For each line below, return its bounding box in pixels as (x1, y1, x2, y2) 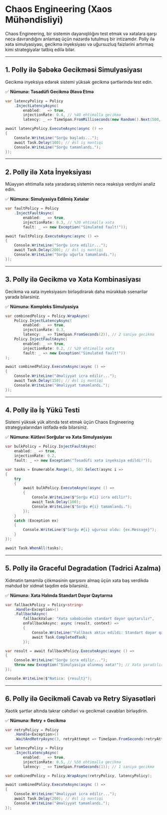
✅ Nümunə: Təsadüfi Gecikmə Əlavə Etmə (5, 88, 94, 94)
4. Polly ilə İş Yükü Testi (5, 406, 80, 415)
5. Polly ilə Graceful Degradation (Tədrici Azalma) (5, 564, 161, 572)
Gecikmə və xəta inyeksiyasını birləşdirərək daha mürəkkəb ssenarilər (5, 288, 148, 294)
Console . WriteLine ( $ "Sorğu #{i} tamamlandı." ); (31, 504, 133, 509)
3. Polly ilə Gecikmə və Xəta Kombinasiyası (5, 275, 141, 284)
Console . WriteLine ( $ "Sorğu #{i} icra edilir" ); (31, 495, 133, 500)
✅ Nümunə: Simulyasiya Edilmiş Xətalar (5, 196, 89, 202)
